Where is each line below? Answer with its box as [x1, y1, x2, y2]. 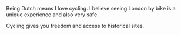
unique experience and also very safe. [6, 11, 99, 18]
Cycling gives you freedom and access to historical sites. [6, 23, 145, 29]
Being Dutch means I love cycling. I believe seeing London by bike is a [6, 5, 176, 12]
